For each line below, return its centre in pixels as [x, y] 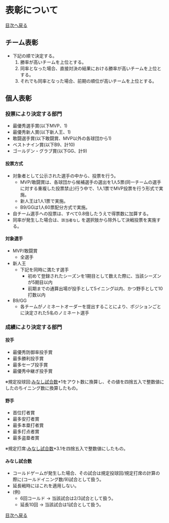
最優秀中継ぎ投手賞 [33, 371]
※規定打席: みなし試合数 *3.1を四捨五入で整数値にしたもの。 [67, 448]
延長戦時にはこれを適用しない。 [46, 486]
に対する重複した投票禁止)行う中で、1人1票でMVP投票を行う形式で [89, 188]
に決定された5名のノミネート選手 [54, 312]
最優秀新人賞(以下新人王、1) [42, 132]
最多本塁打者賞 [28, 425]
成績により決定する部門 [34, 327]
